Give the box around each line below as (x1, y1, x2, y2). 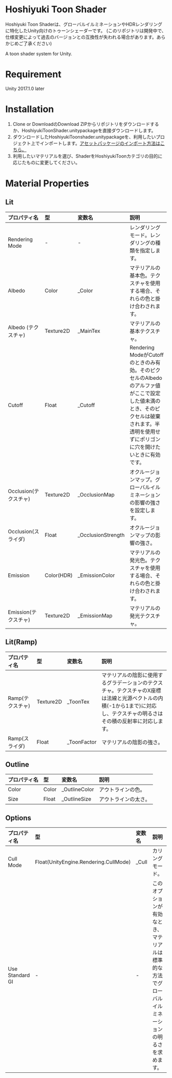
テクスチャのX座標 (117, 687, 161, 694)
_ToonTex (67, 698, 90, 705)
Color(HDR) (44, 572, 73, 579)
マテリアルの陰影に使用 (101, 672, 158, 679)
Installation (5, 103, 54, 115)
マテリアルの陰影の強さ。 (101, 739, 163, 746)
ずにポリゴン (130, 436, 161, 443)
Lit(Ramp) (5, 638, 37, 646)
